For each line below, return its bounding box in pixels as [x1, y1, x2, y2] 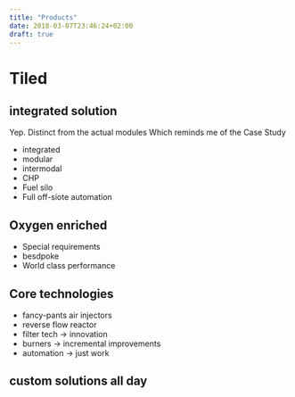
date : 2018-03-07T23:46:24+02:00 [9, 21, 134, 30]
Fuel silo [21, 182, 53, 193]
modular [21, 153, 53, 165]
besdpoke [21, 251, 60, 261]
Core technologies [9, 286, 114, 302]
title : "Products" [9, 12, 78, 22]
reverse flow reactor [21, 319, 97, 330]
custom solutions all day [9, 374, 148, 389]
